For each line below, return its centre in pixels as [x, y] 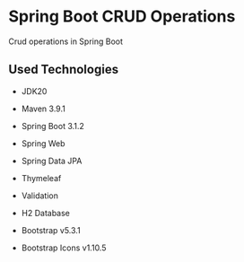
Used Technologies [63, 70]
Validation [40, 196]
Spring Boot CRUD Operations [122, 17]
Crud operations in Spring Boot [65, 41]
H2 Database [46, 213]
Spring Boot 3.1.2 [52, 126]
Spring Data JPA [52, 161]
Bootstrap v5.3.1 [51, 230]
